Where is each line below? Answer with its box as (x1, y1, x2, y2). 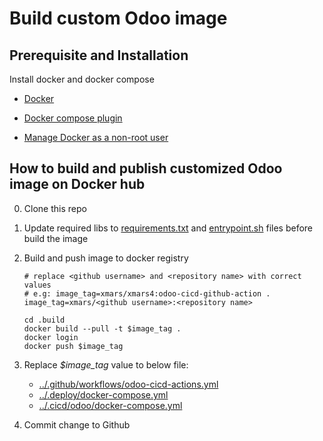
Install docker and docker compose (9, 73, 155, 85)
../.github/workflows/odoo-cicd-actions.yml (38, 378, 219, 390)
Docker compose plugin (23, 112, 123, 124)
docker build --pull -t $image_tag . (23, 323, 182, 334)
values (23, 280, 52, 290)
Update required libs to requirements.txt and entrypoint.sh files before (23, 222, 314, 234)
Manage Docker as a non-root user (23, 132, 169, 143)
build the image (23, 232, 89, 244)
